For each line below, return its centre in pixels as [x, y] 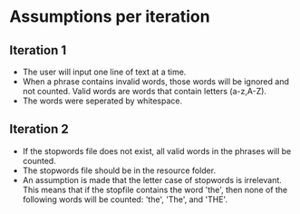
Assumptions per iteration [110, 17]
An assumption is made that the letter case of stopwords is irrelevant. [152, 180]
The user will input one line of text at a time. [104, 72]
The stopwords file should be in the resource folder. [119, 170]
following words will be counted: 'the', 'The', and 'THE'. [125, 199]
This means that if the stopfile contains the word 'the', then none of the [155, 190]
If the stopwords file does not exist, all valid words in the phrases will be [157, 151]
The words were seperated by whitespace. [102, 101]
